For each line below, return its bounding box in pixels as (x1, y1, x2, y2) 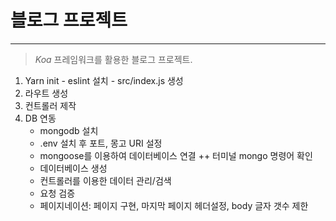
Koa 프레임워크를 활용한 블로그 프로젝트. (34, 53, 193, 65)
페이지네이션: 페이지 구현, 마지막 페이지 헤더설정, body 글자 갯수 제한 (39, 199, 309, 211)
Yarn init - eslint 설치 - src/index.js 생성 (24, 74, 184, 86)
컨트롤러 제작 (24, 99, 77, 111)
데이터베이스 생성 (39, 162, 108, 174)
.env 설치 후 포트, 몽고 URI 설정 (39, 137, 163, 149)
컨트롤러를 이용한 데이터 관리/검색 (39, 174, 172, 186)
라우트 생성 (24, 87, 69, 99)
